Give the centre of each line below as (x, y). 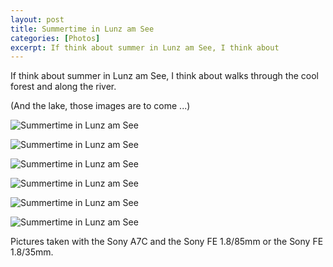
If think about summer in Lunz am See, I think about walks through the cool (164, 76)
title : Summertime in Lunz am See (82, 29)
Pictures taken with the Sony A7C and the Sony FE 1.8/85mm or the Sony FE (167, 242)
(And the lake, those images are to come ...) (100, 106)
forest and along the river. (63, 87)
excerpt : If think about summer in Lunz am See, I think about (145, 47)
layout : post (37, 19)
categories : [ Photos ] (55, 38)
